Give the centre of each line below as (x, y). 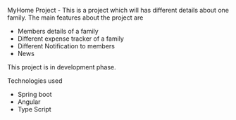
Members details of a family (58, 31)
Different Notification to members (66, 46)
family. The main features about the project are (75, 18)
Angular (29, 102)
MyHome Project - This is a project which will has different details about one (118, 10)
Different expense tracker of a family (71, 39)
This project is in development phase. (62, 67)
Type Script (34, 109)
